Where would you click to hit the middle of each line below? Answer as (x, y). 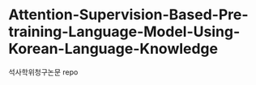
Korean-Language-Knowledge (113, 49)
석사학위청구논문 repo (43, 72)
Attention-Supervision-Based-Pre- (128, 15)
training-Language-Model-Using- (124, 32)
